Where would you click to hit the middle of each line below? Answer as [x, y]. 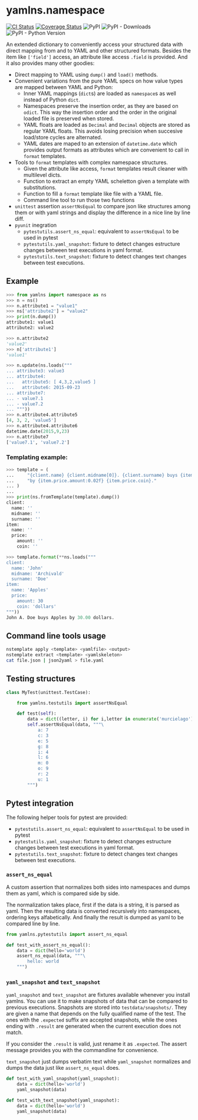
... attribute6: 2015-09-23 [43, 387]
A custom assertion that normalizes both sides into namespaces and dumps [98, 887]
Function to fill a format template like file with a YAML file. [93, 194]
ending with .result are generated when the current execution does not [94, 1026]
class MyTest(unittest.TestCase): [49, 692]
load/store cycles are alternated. [63, 137]
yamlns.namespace [55, 10]
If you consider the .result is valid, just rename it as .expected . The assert [97, 1044]
